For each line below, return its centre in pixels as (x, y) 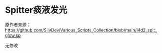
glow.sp (13, 35)
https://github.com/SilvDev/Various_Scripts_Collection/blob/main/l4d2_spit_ (81, 30)
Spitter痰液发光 (36, 10)
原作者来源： (18, 25)
